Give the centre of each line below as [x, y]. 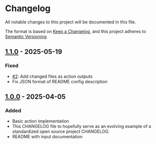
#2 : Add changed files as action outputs [52, 76]
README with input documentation [47, 137]
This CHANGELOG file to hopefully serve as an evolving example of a [81, 126]
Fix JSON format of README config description [60, 81]
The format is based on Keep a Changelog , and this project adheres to [76, 31]
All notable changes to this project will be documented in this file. [71, 22]
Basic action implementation [40, 121]
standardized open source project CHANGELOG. [61, 131]
